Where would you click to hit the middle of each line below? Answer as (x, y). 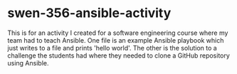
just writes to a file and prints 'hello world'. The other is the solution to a (112, 48)
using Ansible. (28, 63)
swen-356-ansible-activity (89, 13)
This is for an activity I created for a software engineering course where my (118, 33)
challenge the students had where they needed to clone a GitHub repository (118, 55)
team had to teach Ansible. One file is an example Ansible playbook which (116, 40)
